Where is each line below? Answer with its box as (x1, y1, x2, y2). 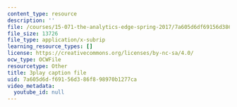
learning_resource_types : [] (7, 43, 93, 50)
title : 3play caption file (7, 69, 87, 76)
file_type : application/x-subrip (7, 37, 106, 44)
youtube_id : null (13, 89, 65, 96)
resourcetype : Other (7, 63, 68, 70)
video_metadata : (7, 82, 55, 89)
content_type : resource (7, 10, 78, 18)
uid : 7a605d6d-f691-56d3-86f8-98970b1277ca (7, 75, 138, 83)
